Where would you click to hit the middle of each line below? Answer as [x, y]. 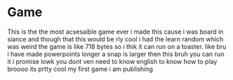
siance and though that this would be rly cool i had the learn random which [115, 39]
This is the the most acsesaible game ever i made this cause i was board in [115, 32]
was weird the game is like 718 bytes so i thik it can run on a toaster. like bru [117, 46]
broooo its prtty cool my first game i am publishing [80, 69]
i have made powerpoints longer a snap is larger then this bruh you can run [116, 54]
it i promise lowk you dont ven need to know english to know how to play [112, 61]
